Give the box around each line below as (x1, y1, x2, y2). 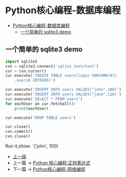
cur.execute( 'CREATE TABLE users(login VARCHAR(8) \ (5, 73, 117, 78)
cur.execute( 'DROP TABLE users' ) (5, 115, 76, 120)
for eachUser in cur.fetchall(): (5, 101, 76, 106)
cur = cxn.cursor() (5, 68, 47, 74)
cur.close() (5, 124, 30, 130)
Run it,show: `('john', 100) (5, 143, 58, 149)
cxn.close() (5, 134, 30, 139)
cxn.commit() (5, 129, 33, 134)
